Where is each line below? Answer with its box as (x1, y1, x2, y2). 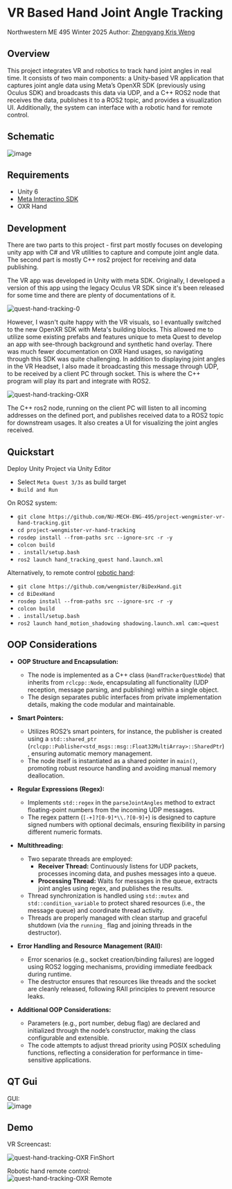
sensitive (27, 1056, 53, 1064)
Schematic (7, 130, 55, 143)
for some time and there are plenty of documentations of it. (7, 291, 177, 300)
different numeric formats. (27, 828, 102, 836)
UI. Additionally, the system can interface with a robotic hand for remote (7, 103, 213, 112)
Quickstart (7, 446, 55, 458)
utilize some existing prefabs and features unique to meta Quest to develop (7, 333, 222, 341)
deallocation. (27, 771, 65, 780)
